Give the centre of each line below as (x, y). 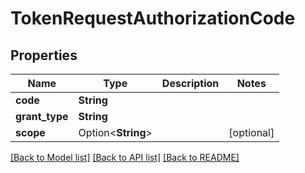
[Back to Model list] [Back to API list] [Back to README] (125, 157)
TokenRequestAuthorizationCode (153, 18)
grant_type (42, 116)
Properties (44, 55)
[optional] (251, 132)
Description (190, 83)
